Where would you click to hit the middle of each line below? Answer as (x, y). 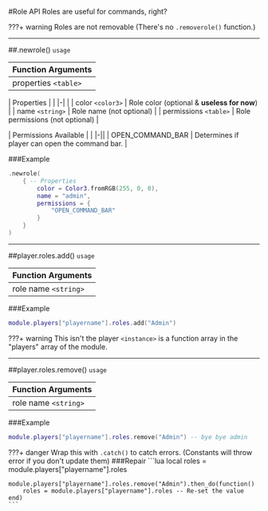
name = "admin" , (64, 196)
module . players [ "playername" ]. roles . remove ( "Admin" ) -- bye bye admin (128, 437)
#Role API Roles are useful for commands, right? (88, 12)
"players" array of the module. (58, 347)
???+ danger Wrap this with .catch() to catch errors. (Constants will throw (130, 452)
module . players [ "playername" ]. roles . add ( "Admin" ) (93, 323)
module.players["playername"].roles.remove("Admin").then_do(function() (132, 484)
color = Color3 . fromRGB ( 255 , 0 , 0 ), (98, 188)
